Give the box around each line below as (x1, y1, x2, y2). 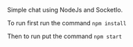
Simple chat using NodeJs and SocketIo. (7, 6, 123, 14)
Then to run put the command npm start (7, 32, 123, 40)
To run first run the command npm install (7, 19, 127, 27)
